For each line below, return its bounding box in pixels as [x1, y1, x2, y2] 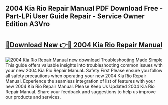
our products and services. [5, 94, 61, 100]
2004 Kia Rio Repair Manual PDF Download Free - [5, 4, 163, 13]
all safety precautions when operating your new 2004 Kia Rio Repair [5, 73, 147, 79]
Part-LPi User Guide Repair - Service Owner [5, 12, 145, 21]
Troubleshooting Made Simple [100, 57, 163, 63]
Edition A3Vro [5, 20, 50, 28]
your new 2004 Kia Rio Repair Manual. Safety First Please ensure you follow [5, 68, 163, 73]
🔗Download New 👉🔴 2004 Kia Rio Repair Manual [5, 40, 162, 49]
